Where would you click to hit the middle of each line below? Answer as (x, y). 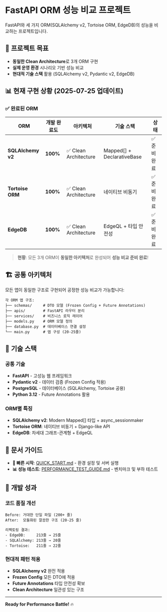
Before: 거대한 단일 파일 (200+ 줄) (39, 515)
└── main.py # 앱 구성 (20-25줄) (43, 332)
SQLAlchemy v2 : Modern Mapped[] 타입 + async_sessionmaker (78, 420)
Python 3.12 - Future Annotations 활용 (51, 394)
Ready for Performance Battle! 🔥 (40, 604)
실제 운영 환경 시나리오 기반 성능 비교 (48, 67)
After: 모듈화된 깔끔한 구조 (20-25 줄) (43, 520)
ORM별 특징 (19, 408)
